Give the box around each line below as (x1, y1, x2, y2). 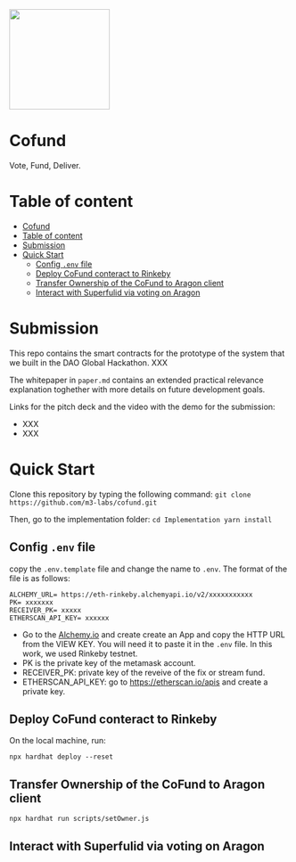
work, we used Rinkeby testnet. (21, 648, 138, 659)
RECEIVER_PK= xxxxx (9, 605, 82, 614)
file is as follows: (9, 572, 70, 583)
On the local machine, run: (9, 735, 107, 746)
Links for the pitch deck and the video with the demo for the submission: (9, 401, 275, 412)
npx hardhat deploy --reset (9, 752, 114, 761)
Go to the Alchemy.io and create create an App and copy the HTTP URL (21, 628, 285, 640)
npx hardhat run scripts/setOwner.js (9, 815, 150, 824)
